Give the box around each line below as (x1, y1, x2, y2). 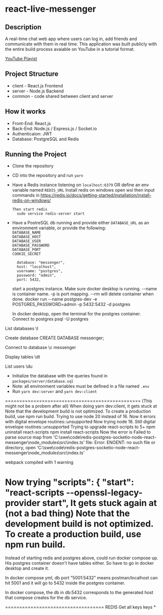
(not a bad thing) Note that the (5, 507, 130, 519)
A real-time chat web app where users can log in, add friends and (5, 36, 138, 42)
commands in (12, 192, 40, 198)
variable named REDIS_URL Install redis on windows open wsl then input (12, 187, 155, 193)
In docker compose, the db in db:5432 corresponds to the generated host (5, 590, 154, 595)
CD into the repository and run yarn (12, 173, 83, 178)
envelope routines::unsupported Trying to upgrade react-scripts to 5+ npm (5, 424, 156, 430)
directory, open (5, 445, 36, 451)
